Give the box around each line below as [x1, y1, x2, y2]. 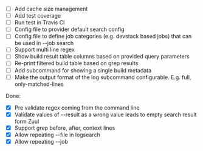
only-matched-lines [14, 80, 64, 88]
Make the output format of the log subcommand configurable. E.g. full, [14, 73, 191, 81]
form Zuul [14, 118, 40, 125]
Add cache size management [14, 5, 88, 12]
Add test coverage [14, 12, 61, 19]
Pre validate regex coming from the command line [14, 104, 140, 111]
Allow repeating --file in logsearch [14, 131, 101, 138]
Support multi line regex [14, 46, 75, 54]
